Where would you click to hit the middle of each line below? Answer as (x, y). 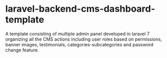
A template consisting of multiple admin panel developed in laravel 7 (78, 34)
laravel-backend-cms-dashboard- (80, 9)
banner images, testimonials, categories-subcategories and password (79, 44)
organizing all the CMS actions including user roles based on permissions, (84, 39)
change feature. (22, 50)
